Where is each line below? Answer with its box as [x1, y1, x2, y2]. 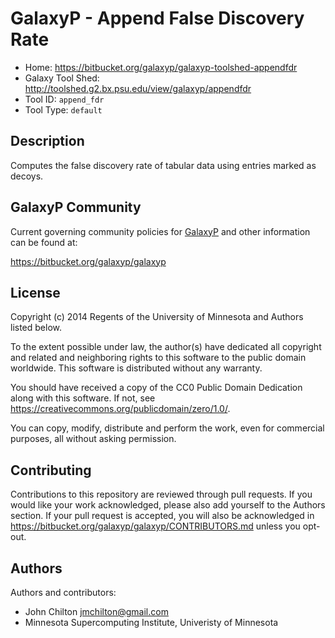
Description [10, 133, 85, 150]
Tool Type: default [24, 103, 103, 116]
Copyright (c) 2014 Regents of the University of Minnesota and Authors [10, 311, 304, 323]
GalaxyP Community [10, 199, 142, 216]
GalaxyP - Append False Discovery [10, 7, 305, 30]
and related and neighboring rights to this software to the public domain [10, 352, 307, 364]
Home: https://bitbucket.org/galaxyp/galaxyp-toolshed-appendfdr [24, 61, 298, 73]
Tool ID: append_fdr [24, 93, 105, 105]
